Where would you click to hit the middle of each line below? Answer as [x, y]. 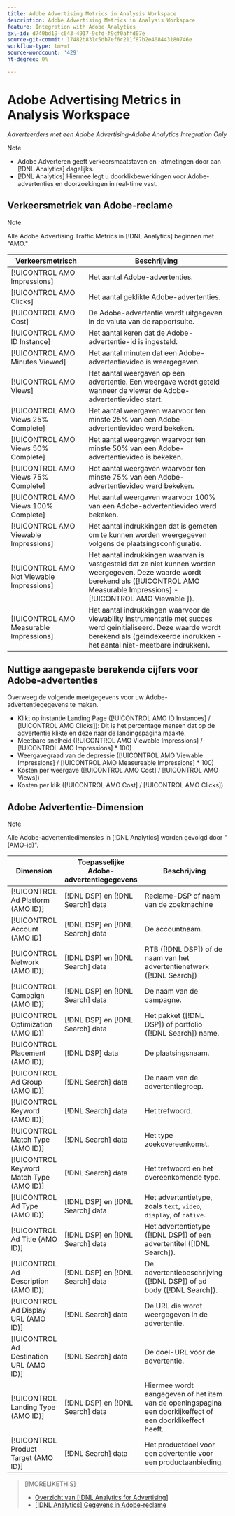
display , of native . [175, 1215]
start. [154, 399]
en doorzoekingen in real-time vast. [106, 183]
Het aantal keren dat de [127, 333]
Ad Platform [30, 901]
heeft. [154, 1429]
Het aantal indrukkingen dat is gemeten [153, 526]
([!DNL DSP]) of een [178, 1235]
